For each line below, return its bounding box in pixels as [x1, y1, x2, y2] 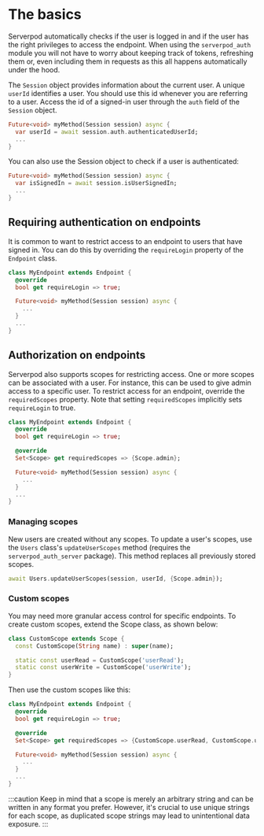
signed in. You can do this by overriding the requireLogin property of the [8, 245, 244, 254]
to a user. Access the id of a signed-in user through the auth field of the [8, 97, 240, 106]
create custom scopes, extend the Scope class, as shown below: [8, 620, 218, 629]
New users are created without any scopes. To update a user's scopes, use [8, 534, 253, 544]
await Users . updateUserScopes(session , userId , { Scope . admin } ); [8, 575, 223, 583]
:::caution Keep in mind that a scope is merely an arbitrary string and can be [8, 793, 254, 804]
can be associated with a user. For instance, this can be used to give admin [8, 378, 251, 387]
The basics [8, 6, 82, 24]
